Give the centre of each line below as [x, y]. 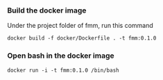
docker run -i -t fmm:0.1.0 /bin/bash [63, 70]
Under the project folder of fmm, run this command [80, 26]
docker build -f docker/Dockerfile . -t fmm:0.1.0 [82, 38]
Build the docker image [47, 10]
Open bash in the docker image [61, 56]
